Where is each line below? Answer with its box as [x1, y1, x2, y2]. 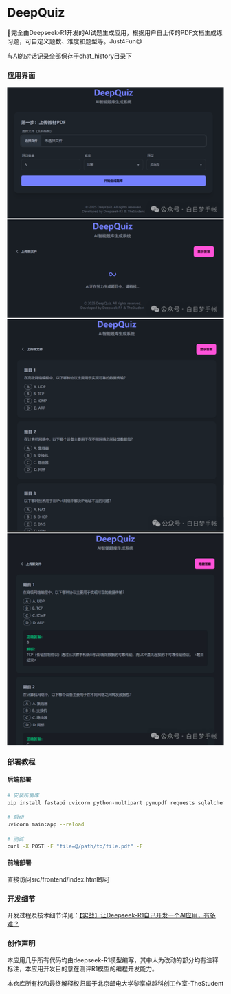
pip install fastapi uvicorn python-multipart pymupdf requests [7, 799, 195, 806]
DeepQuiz [7, 5, 65, 21]
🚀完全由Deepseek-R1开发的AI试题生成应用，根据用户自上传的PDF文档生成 [7, 28, 217, 37]
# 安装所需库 [7, 792, 39, 799]
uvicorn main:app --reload [7, 821, 85, 828]
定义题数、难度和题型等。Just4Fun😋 [36, 37, 143, 46]
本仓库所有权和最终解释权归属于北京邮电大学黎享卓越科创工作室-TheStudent [7, 979, 224, 987]
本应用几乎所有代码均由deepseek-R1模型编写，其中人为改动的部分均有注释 [7, 955, 219, 964]
